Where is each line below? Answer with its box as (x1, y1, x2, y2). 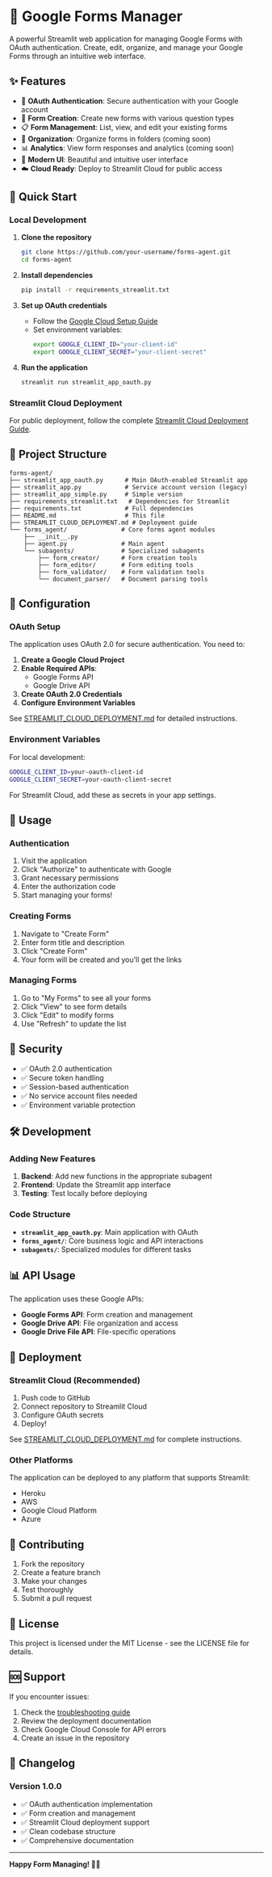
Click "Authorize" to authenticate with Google (20, 864, 172, 875)
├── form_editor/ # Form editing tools (38, 561, 195, 569)
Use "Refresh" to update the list (20, 1018, 128, 1028)
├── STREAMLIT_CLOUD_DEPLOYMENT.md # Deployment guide (9, 519, 198, 527)
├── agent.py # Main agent (23, 540, 165, 548)
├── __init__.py (23, 532, 79, 540)
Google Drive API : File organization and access (20, 1318, 178, 1328)
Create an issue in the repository (20, 1732, 130, 1743)
